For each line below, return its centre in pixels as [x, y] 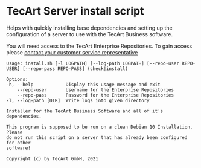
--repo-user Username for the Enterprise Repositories [95, 90]
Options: [17, 79]
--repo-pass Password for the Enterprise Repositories [95, 95]
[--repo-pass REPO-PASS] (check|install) [75, 69]
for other [19, 143]
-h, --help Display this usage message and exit [84, 85]
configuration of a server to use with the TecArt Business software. [90, 34]
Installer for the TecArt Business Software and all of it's [85, 111]
